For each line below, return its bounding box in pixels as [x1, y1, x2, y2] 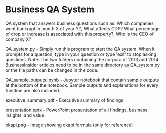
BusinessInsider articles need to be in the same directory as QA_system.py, [5, 62, 161, 68]
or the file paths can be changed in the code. [5, 67, 99, 73]
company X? [5, 36, 31, 42]
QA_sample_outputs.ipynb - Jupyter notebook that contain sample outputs [5, 77, 159, 83]
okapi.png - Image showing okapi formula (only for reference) [5, 122, 133, 128]
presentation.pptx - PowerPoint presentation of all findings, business [5, 107, 148, 113]
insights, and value [5, 112, 44, 118]
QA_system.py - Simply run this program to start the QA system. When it [5, 46, 155, 52]
